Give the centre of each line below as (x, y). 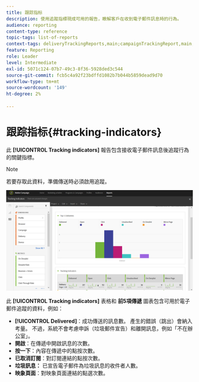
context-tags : (24, 44)
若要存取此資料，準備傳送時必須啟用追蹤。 (58, 181)
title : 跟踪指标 (24, 12)
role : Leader (22, 56)
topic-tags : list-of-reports (42, 38)
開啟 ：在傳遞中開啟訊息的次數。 (54, 343)
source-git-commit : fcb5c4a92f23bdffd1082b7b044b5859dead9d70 (84, 75)
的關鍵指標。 (22, 157)
